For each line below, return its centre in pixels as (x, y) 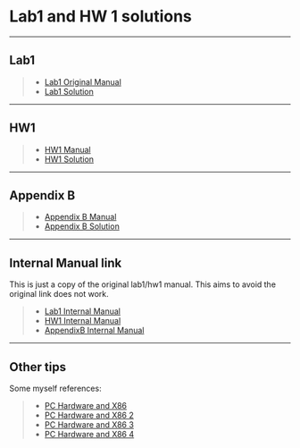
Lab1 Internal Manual (82, 311)
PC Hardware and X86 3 (89, 425)
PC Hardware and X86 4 (89, 434)
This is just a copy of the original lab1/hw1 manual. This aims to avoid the (143, 284)
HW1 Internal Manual (83, 321)
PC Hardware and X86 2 (89, 415)
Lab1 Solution (69, 91)
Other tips (38, 367)
